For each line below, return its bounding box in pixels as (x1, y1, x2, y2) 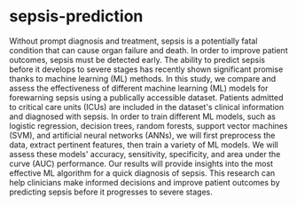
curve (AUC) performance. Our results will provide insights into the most (9, 158, 273, 169)
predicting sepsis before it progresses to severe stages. (9, 186, 213, 197)
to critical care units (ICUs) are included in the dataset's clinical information (9, 101, 285, 112)
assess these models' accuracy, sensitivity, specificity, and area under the (9, 148, 281, 159)
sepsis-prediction (9, 6, 144, 27)
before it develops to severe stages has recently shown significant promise (9, 64, 284, 75)
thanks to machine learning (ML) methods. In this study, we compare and (9, 73, 277, 83)
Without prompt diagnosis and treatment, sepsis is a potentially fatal (9, 36, 258, 46)
